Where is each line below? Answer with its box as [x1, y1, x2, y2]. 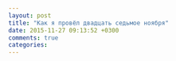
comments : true [8, 33, 59, 42]
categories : [8, 41, 48, 49]
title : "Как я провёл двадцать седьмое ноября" [8, 19, 170, 27]
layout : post [8, 11, 52, 20]
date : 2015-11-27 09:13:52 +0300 [8, 26, 119, 34]
